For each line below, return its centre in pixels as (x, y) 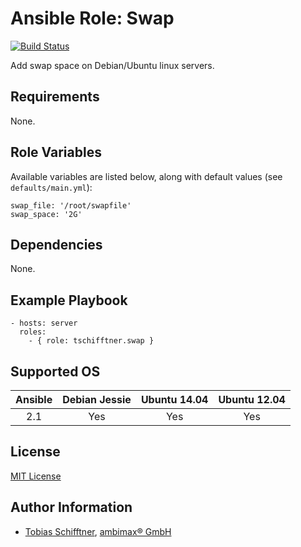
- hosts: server (44, 323)
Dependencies (56, 244)
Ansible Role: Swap (92, 18)
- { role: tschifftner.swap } (91, 341)
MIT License (36, 476)
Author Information (71, 507)
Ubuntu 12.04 (252, 399)
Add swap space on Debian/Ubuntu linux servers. (112, 65)
